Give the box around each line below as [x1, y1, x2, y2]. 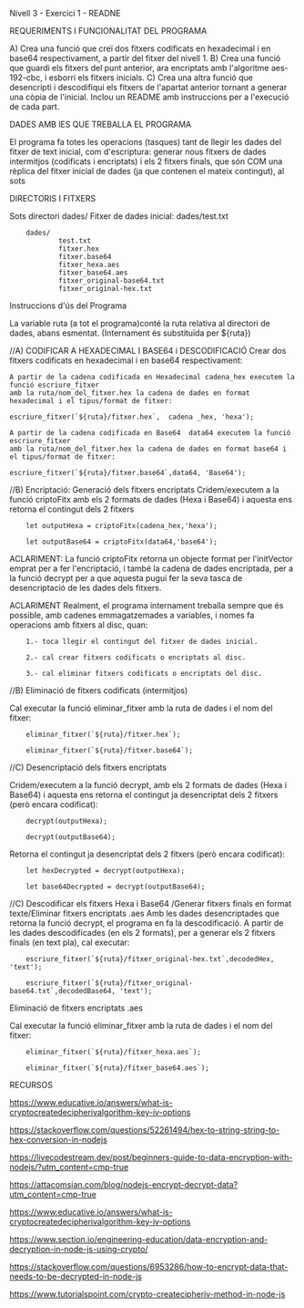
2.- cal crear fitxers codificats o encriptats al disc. [25, 653, 247, 662]
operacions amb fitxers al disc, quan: [9, 619, 148, 630]
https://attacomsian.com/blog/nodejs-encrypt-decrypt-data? [9, 1179, 238, 1189]
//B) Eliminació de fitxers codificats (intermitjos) [9, 685, 188, 696]
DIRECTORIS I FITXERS [9, 193, 96, 203]
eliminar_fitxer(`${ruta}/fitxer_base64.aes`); [25, 1064, 209, 1073]
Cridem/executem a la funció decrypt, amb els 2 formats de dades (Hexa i [9, 780, 288, 790]
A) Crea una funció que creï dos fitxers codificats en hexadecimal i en [9, 43, 271, 54]
